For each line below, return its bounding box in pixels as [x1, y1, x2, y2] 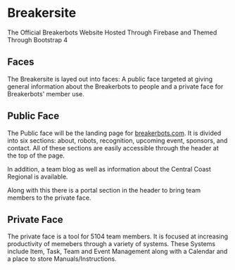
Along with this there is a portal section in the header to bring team [7, 186, 201, 194]
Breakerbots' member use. [7, 89, 84, 98]
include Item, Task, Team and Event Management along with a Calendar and [7, 247, 228, 256]
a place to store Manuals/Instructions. [7, 255, 118, 263]
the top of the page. [7, 151, 65, 160]
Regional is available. [7, 172, 68, 181]
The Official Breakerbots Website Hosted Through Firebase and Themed [7, 28, 217, 37]
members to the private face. [7, 193, 91, 202]
